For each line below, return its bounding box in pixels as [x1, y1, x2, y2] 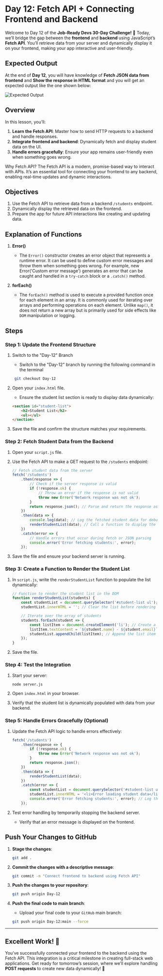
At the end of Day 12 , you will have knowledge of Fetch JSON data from [5, 72, 149, 78]
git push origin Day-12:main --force [12, 919, 89, 924]
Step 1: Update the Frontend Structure [5, 341, 96, 348]
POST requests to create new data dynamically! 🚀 [5, 965, 105, 971]
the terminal [19, 366, 44, 372]
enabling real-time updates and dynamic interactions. [5, 174, 112, 180]
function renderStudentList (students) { [12, 596, 95, 600]
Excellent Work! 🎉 [5, 937, 60, 945]
